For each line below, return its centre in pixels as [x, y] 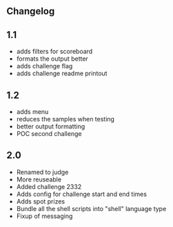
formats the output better [52, 59]
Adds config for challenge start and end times [82, 194]
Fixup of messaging [44, 216]
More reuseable [39, 179]
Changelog [31, 11]
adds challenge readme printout [62, 73]
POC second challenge [49, 134]
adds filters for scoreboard [54, 52]
